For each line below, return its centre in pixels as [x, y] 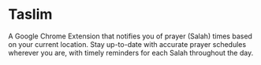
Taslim [30, 14]
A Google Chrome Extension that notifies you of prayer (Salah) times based [130, 36]
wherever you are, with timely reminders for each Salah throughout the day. [131, 52]
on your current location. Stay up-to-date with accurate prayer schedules [127, 44]
